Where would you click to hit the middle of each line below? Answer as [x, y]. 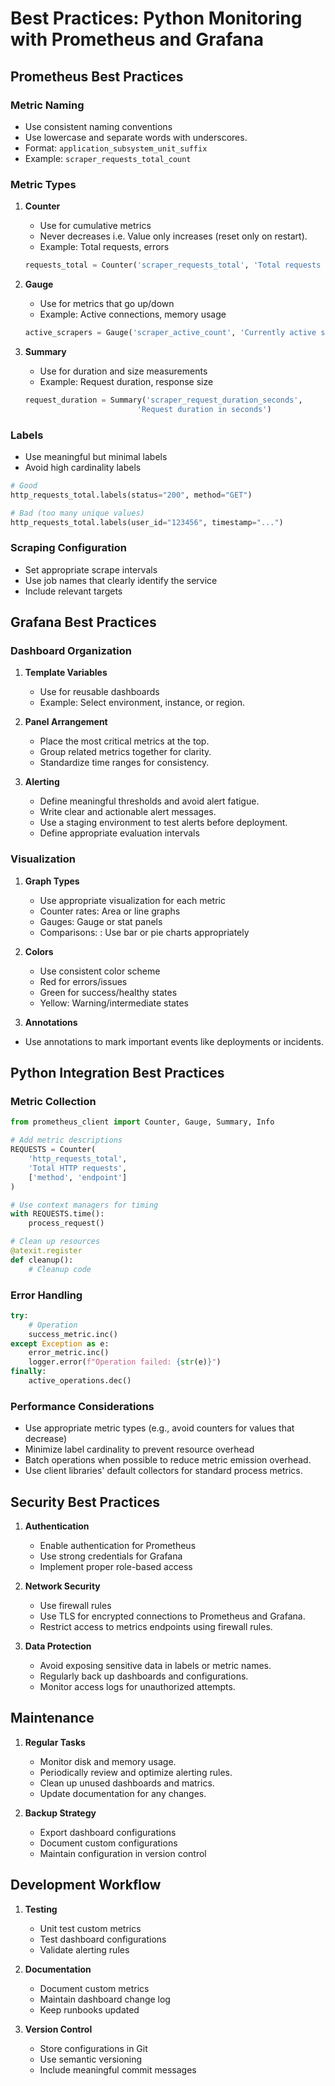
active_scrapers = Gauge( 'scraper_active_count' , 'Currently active [170, 333]
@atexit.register [46, 1251]
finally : [28, 1372]
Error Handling [46, 1295]
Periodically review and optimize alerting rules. [136, 1772]
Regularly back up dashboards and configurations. [144, 1676]
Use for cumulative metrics [95, 226]
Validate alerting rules [84, 1949]
